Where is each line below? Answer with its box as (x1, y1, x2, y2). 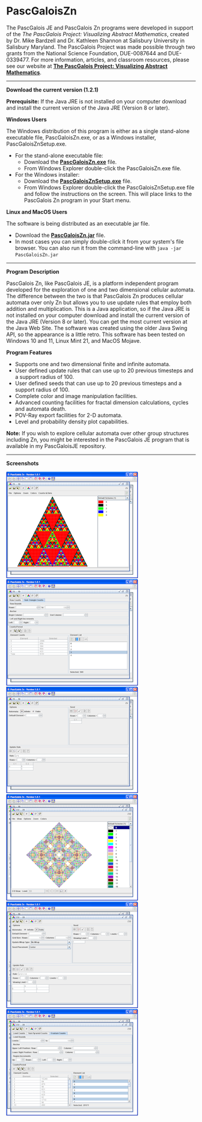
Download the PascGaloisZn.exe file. (23, 158, 117, 165)
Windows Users (6, 115, 47, 123)
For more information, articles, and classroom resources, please (31, 56, 189, 63)
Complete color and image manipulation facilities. (14, 392, 138, 399)
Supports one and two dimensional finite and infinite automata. (14, 360, 171, 367)
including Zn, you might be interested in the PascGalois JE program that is (6, 436, 189, 443)
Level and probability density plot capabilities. (14, 418, 129, 425)
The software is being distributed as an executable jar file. (6, 219, 150, 227)
